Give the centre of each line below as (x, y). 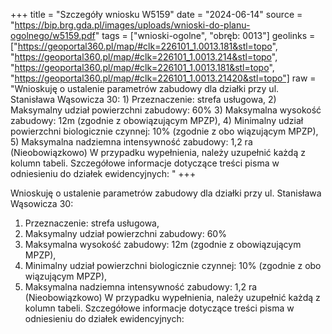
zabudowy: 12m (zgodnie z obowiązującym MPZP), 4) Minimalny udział (157, 120)
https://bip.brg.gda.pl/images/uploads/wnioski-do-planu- (132, 25)
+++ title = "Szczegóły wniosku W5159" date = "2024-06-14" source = (156, 14)
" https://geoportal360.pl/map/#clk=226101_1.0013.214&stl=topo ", (144, 57)
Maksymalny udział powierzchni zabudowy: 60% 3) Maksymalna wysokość (166, 110)
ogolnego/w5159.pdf (53, 35)
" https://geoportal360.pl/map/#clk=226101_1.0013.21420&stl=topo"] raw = (163, 78)
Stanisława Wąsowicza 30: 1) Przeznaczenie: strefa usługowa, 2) (143, 99)
